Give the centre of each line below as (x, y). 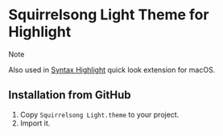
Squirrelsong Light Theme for (109, 15)
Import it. (35, 123)
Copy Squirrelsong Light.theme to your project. (99, 114)
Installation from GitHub (70, 95)
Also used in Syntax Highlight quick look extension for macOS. (112, 69)
